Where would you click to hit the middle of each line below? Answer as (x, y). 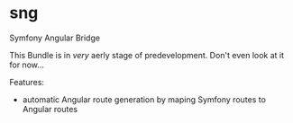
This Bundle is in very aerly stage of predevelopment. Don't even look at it (147, 55)
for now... (27, 65)
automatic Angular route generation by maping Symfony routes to (144, 99)
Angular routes (50, 109)
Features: (27, 82)
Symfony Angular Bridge (55, 38)
